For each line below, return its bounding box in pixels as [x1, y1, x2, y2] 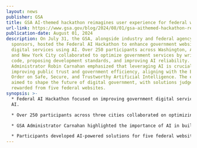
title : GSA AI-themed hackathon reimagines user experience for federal [6, 19, 188, 25]
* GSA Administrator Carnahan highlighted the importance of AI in [11, 123, 180, 129]
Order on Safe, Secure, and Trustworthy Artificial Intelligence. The [11, 74, 188, 80]
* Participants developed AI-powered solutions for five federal [11, 133, 175, 139]
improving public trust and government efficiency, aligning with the [11, 69, 188, 75]
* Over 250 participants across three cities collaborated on [11, 112, 167, 118]
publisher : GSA [6, 14, 43, 20]
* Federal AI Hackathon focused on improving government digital [11, 96, 175, 102]
